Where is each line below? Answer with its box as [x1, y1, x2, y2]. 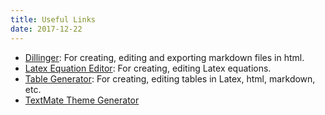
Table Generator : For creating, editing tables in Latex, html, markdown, [24, 72, 316, 85]
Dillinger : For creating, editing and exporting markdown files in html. [24, 51, 305, 63]
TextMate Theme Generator [24, 94, 140, 106]
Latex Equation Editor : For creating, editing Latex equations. [24, 62, 272, 74]
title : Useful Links [10, 14, 97, 25]
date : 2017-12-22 [10, 24, 83, 34]
